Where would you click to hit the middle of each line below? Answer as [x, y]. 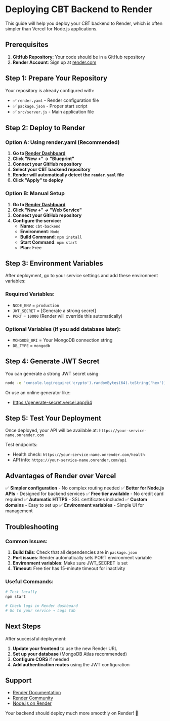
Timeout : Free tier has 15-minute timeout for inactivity [69, 568]
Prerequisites [27, 45]
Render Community [33, 698]
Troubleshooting [32, 527]
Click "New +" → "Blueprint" [44, 159]
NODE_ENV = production [36, 305]
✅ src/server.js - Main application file [53, 111]
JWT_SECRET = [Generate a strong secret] [54, 311]
